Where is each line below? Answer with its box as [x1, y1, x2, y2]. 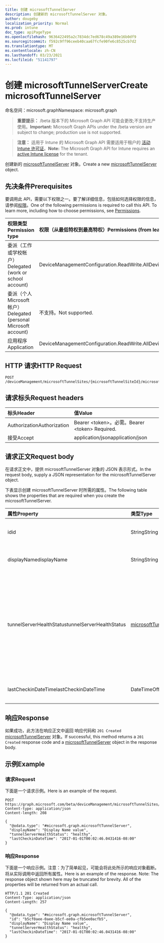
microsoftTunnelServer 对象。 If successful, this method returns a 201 [5, 734, 144, 740]
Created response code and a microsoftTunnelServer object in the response [5, 739, 157, 745]
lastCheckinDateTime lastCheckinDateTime [7, 686, 105, 693]
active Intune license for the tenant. [17, 151, 89, 157]
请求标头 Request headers [5, 394, 84, 402]
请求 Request [5, 776, 36, 782]
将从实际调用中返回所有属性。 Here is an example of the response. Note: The [5, 871, 159, 877]
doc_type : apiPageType [5, 30, 51, 35]
